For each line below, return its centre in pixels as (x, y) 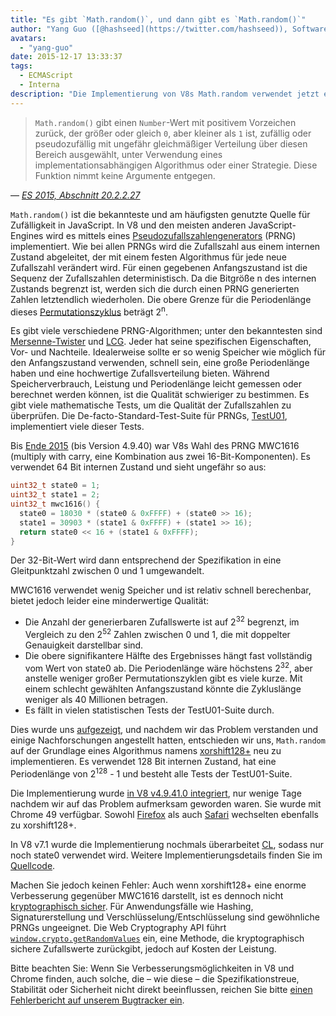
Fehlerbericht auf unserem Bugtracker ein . (97, 1000)
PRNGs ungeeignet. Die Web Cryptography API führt (118, 928)
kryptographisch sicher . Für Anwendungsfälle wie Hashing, (132, 907)
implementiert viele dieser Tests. (77, 427)
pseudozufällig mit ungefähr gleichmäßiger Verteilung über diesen (171, 143)
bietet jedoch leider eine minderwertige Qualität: (110, 601)
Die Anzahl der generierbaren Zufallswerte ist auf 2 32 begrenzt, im (162, 621)
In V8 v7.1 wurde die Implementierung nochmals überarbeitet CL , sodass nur (167, 845)
